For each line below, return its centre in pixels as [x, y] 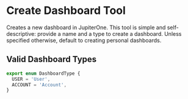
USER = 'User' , [31, 79]
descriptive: [21, 33]
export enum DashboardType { [43, 73]
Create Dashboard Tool [66, 11]
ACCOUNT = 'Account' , [39, 85]
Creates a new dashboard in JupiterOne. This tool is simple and [86, 27]
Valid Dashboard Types [52, 59]
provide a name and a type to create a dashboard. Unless [110, 33]
